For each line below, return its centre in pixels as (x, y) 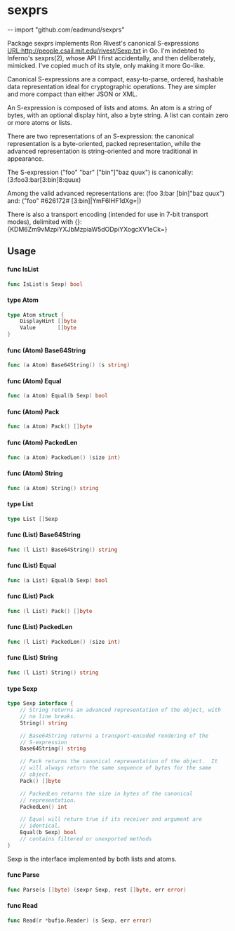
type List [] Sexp (33, 519)
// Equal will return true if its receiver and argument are (111, 819)
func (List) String (33, 658)
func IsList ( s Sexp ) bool (45, 284)
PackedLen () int (44, 807)
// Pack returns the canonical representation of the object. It (119, 761)
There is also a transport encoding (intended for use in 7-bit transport (108, 214)
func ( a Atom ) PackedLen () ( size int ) (64, 457)
